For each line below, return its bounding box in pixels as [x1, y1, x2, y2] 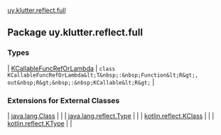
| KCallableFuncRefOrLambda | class [7, 64, 116, 72]
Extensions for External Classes [7, 95, 120, 105]
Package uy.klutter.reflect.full [7, 26, 144, 38]
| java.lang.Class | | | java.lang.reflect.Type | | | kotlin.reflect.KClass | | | [7, 112, 215, 120]
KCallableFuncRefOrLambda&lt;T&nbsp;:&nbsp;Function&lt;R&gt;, [7, 71, 199, 79]
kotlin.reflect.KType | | [7, 119, 72, 127]
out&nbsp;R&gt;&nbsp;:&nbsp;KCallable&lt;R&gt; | [7, 77, 155, 86]
